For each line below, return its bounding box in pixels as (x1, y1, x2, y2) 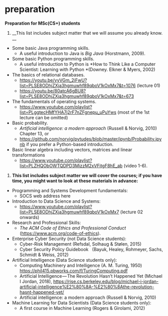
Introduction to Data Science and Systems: (12, 198, 101, 204)
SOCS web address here (19, 193, 71, 199)
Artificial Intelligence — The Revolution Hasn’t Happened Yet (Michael (19, 273, 163, 279)
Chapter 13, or (19, 130, 49, 136)
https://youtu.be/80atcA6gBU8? (19, 88, 86, 94)
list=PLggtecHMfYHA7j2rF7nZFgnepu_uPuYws (19, 109, 117, 115)
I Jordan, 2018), (19, 278, 52, 284)
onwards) (19, 214, 40, 220)
